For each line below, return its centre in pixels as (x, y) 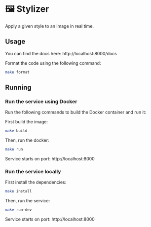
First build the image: (27, 122)
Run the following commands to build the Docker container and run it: (76, 112)
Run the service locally (33, 171)
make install (19, 191)
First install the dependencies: (36, 182)
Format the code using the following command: (53, 63)
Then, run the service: (28, 201)
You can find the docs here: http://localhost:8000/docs (61, 53)
